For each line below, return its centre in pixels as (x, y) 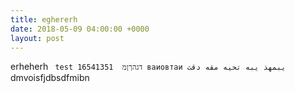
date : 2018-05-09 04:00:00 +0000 (80, 29)
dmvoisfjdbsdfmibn (50, 78)
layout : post (37, 38)
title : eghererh (44, 19)
